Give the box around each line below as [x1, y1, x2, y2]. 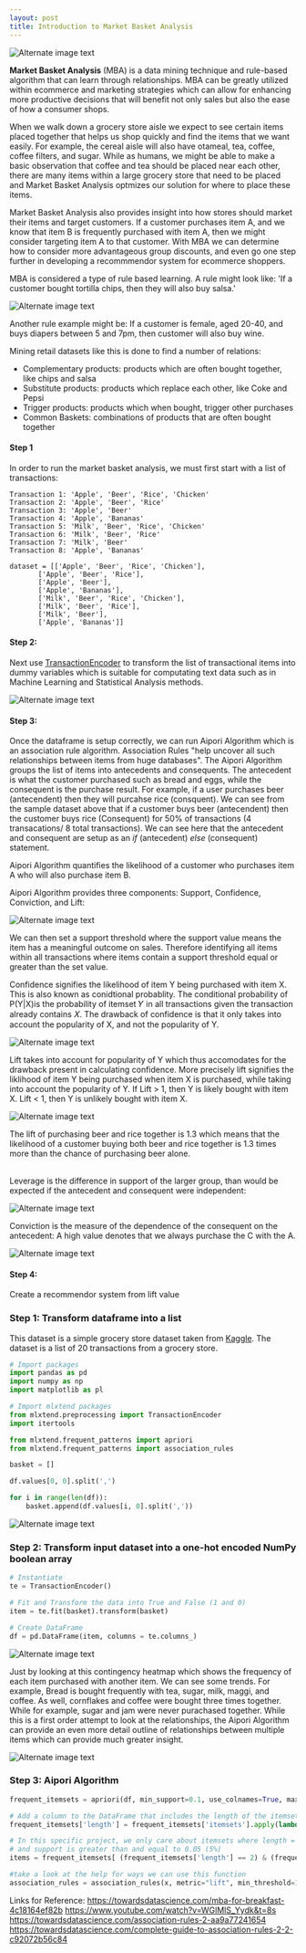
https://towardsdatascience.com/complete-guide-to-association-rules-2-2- [9, 1924, 294, 1935]
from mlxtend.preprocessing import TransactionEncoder [9, 1410, 222, 1420]
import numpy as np [9, 1377, 84, 1386]
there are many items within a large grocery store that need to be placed [9, 170, 281, 181]
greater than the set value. [9, 961, 109, 972]
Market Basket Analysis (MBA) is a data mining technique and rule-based [9, 65, 289, 76]
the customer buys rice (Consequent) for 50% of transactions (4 [9, 814, 252, 824]
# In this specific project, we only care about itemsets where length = [9, 1836, 296, 1845]
